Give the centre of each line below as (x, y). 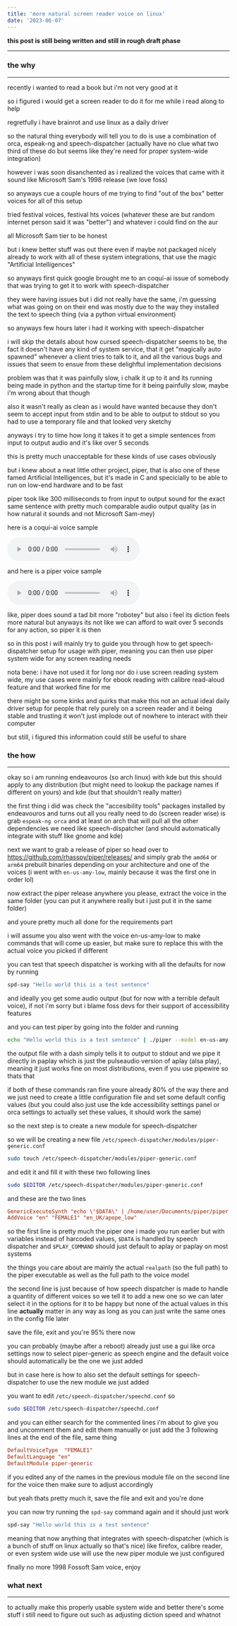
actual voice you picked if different (57, 951)
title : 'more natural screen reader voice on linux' (86, 14)
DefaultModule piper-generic (50, 1463)
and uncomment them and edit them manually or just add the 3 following (113, 1430)
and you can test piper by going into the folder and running (93, 1027)
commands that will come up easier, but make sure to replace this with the (115, 943)
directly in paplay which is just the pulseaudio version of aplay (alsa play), (114, 1060)
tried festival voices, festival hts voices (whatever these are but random (111, 214)
